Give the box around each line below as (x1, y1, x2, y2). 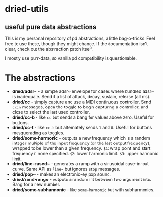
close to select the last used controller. (12, 109, 90, 115)
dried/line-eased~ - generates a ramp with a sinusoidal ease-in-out (12, 161, 149, 166)
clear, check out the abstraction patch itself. (5, 46, 93, 52)
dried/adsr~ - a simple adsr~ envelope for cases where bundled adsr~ (12, 89, 154, 94)
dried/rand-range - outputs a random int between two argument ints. (12, 176, 152, 182)
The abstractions (5, 72, 76, 84)
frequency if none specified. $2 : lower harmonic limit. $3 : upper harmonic (12, 150, 159, 156)
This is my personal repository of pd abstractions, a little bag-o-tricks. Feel (5, 36, 155, 41)
